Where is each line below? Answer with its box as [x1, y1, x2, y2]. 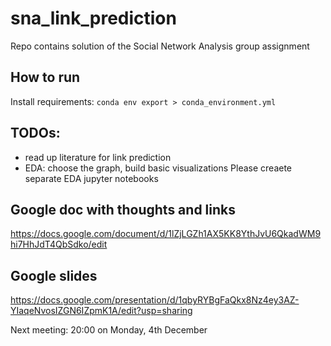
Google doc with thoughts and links [10, 201, 236, 218]
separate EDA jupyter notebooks [24, 172, 159, 184]
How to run [10, 69, 81, 86]
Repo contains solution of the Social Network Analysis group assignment [10, 40, 310, 52]
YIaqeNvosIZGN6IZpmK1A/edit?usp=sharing [10, 305, 193, 317]
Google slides [10, 267, 98, 284]
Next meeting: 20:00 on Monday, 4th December [10, 324, 208, 336]
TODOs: [10, 125, 61, 142]
